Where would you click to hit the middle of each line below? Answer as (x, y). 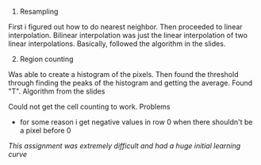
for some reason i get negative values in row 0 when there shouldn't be (136, 122)
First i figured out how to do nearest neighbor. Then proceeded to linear (126, 27)
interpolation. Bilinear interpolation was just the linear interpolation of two (128, 35)
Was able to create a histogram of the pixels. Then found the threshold (123, 74)
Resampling (39, 12)
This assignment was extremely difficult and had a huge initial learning (125, 146)
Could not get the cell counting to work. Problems (89, 107)
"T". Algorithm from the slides (57, 91)
